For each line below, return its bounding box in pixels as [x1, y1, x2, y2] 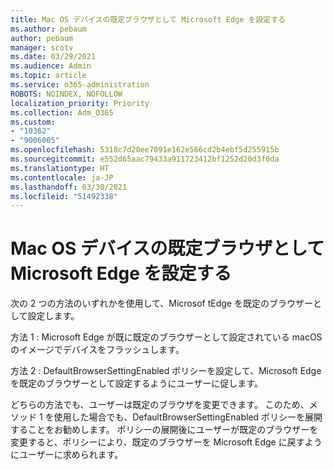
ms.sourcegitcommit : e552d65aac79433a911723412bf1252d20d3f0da [10, 154, 280, 164]
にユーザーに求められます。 [10, 449, 124, 461]
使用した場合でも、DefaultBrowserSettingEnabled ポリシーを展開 [53, 411, 323, 423]
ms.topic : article [10, 71, 87, 81]
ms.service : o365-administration [10, 80, 150, 90]
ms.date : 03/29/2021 [10, 52, 97, 62]
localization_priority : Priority [10, 98, 150, 108]
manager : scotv [10, 42, 74, 53]
